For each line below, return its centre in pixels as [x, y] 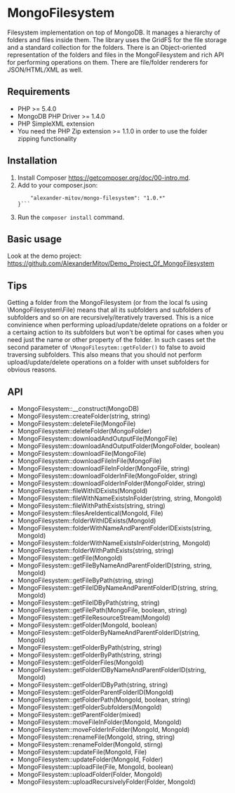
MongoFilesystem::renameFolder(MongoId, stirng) [90, 745]
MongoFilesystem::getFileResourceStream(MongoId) [94, 617]
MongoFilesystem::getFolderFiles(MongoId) [81, 662]
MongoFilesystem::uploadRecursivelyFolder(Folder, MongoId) [107, 782]
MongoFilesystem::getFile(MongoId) [70, 558]
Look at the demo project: [45, 256]
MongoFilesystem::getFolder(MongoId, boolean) [87, 625]
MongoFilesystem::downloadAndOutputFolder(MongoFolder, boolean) [119, 446]
